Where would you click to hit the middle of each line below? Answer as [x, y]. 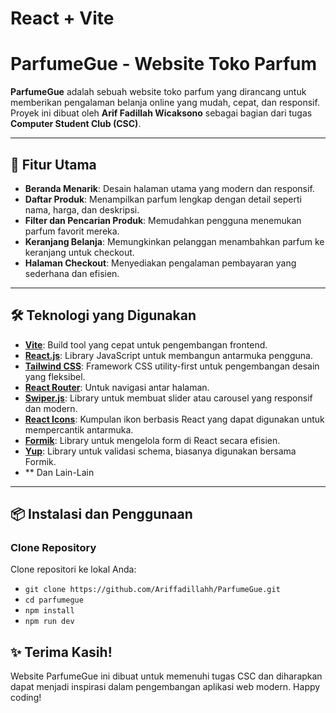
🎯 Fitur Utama [53, 164]
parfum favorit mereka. [72, 231]
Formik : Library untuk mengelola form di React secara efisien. [152, 440]
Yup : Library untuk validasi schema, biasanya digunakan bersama [160, 451]
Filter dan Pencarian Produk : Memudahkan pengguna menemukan [163, 220]
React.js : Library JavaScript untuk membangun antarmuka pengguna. [168, 355]
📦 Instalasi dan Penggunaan [101, 514]
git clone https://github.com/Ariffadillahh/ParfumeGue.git [152, 590]
